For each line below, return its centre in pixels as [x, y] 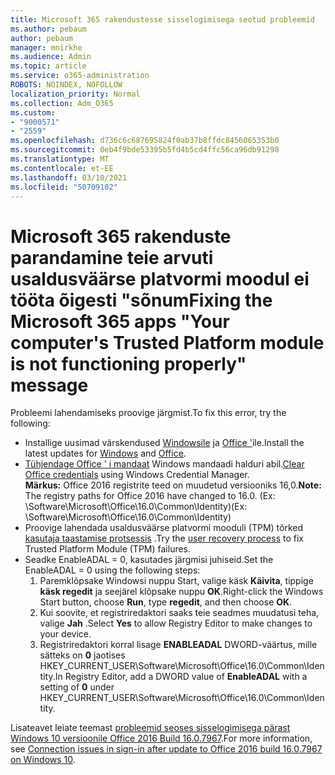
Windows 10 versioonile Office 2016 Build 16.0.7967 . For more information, [161, 738]
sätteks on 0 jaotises [82, 655]
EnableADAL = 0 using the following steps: [112, 570]
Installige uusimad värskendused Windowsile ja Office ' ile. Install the [164, 443]
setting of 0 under [77, 687]
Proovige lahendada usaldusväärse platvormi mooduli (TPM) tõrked [164, 528]
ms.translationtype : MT [60, 159]
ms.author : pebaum [48, 29]
